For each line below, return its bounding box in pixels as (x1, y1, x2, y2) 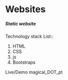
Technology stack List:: (5, 33, 54, 39)
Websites (5, 4, 46, 15)
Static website (5, 20, 36, 26)
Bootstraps (12, 59, 36, 65)
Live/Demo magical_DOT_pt (5, 69, 63, 75)
